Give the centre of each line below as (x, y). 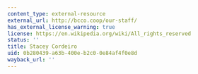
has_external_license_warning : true (61, 27)
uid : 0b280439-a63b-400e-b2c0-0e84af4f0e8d (72, 54)
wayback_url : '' (31, 60)
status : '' (23, 40)
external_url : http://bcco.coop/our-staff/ (72, 20)
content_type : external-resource (57, 14)
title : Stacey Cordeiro (42, 47)
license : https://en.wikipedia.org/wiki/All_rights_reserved (99, 33)
